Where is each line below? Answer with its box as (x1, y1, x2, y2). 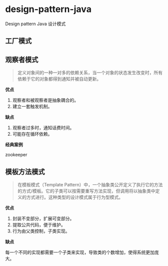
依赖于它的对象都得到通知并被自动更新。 (17, 76, 101, 82)
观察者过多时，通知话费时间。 (12, 125, 74, 131)
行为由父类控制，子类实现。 (12, 228, 70, 234)
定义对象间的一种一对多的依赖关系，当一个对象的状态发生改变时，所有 (17, 70, 163, 76)
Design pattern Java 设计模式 (5, 21, 66, 27)
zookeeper (5, 152, 28, 158)
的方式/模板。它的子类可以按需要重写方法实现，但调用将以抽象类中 (17, 188, 155, 194)
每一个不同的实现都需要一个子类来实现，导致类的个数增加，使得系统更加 (5, 249, 154, 255)
